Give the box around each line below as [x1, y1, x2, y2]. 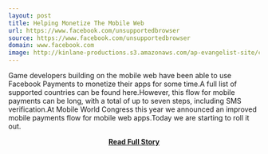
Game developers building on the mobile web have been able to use [8, 71, 232, 80]
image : [8, 49, 30, 57]
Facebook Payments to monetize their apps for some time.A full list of [8, 79, 238, 89]
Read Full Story [108, 137, 160, 146]
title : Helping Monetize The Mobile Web [8, 19, 145, 27]
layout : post [8, 11, 52, 20]
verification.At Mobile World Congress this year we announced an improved [8, 105, 258, 114]
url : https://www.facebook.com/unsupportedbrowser [8, 26, 180, 34]
